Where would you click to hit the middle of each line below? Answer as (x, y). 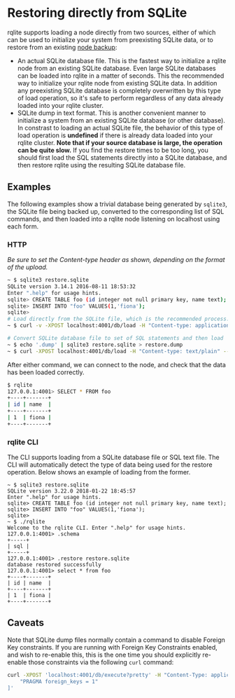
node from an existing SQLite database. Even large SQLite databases (116, 68)
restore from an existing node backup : (62, 47)
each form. (23, 226)
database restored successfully (54, 565)
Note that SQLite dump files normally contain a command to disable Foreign (116, 640)
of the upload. (28, 267)
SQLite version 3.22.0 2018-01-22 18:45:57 (72, 491)
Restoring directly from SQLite (97, 13)
